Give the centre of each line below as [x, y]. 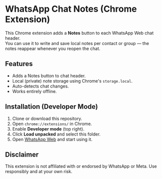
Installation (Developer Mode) [52, 107]
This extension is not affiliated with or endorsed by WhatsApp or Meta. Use [81, 166]
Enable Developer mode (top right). [48, 129]
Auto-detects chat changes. [40, 86]
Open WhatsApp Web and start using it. [52, 139]
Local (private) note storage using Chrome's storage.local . [72, 81]
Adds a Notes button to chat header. [49, 76]
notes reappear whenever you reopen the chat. [53, 48]
